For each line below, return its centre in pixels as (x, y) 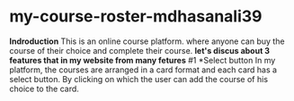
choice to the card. (44, 88)
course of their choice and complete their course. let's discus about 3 (140, 50)
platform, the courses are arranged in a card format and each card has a (143, 70)
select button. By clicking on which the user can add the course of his (138, 79)
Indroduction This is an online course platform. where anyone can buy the (147, 41)
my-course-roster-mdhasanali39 (136, 17)
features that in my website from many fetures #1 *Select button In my (143, 60)
